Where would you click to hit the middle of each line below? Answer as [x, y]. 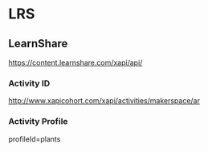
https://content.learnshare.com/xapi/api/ [75, 62]
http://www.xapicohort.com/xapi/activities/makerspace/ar [104, 101]
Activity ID [29, 83]
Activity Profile [38, 122]
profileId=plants [35, 139]
